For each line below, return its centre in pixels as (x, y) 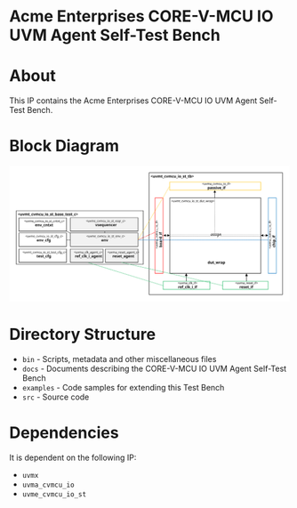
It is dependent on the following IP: (73, 457)
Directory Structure (83, 334)
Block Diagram (64, 146)
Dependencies (64, 432)
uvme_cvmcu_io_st (54, 494)
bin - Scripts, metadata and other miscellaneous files (119, 359)
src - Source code (56, 397)
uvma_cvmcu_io (48, 485)
